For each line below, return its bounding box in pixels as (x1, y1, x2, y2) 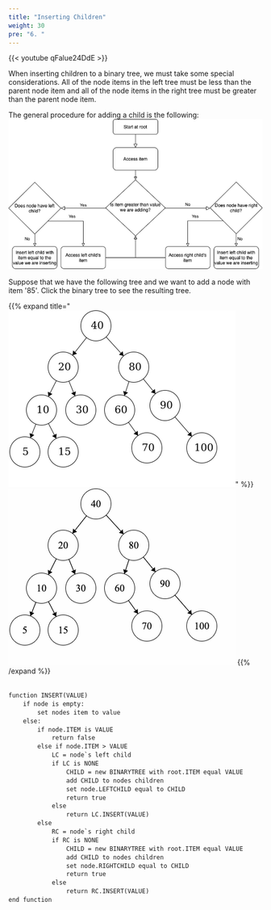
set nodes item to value (37, 708, 121, 716)
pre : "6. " (8, 30, 45, 38)
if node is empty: (23, 699, 85, 708)
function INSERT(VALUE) (8, 691, 89, 700)
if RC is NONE (51, 836, 99, 844)
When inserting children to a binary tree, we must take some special (8, 69, 235, 78)
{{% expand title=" (8, 301, 71, 311)
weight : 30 (8, 21, 45, 30)
